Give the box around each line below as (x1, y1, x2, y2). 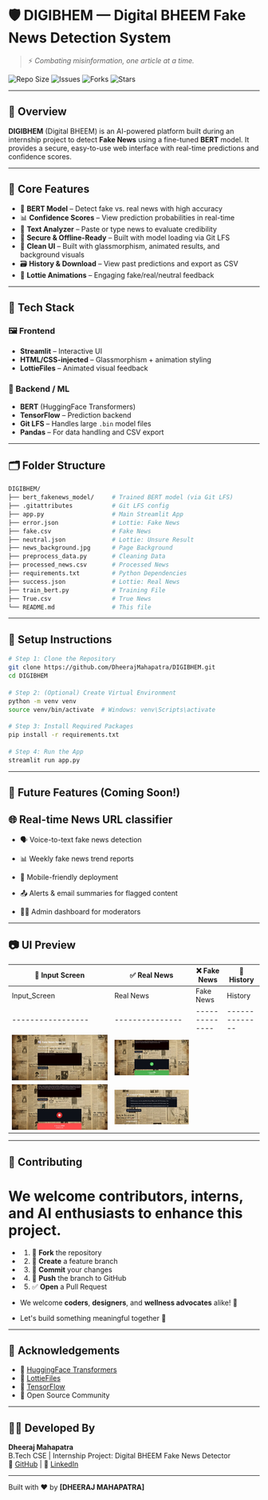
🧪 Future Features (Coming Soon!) (8, 786, 181, 800)
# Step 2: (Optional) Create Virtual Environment (8, 689, 177, 697)
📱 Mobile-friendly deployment (19, 872, 119, 882)
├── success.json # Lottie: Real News (8, 578, 180, 586)
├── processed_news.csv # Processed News (8, 561, 170, 569)
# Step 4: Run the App (8, 747, 84, 756)
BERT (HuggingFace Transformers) (19, 402, 136, 411)
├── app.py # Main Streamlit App (8, 510, 183, 518)
